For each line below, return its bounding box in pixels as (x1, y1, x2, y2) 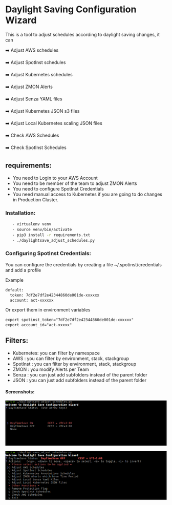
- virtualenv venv (12, 222, 52, 227)
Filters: (5, 336, 29, 345)
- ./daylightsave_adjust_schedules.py (12, 238, 95, 243)
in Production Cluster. (12, 196, 59, 203)
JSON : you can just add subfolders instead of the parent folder (12, 377, 147, 383)
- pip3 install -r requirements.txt (12, 232, 91, 238)
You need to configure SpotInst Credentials (12, 185, 104, 192)
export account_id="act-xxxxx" (5, 322, 72, 327)
